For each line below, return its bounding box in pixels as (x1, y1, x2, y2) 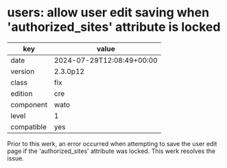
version (10, 66, 35, 76)
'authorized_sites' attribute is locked (7, 19, 221, 35)
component (10, 100, 48, 109)
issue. (7, 154, 24, 162)
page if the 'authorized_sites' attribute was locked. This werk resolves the (7, 147, 216, 155)
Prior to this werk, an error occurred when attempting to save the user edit (7, 139, 217, 148)
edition (10, 89, 33, 98)
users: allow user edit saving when (7, 5, 210, 20)
